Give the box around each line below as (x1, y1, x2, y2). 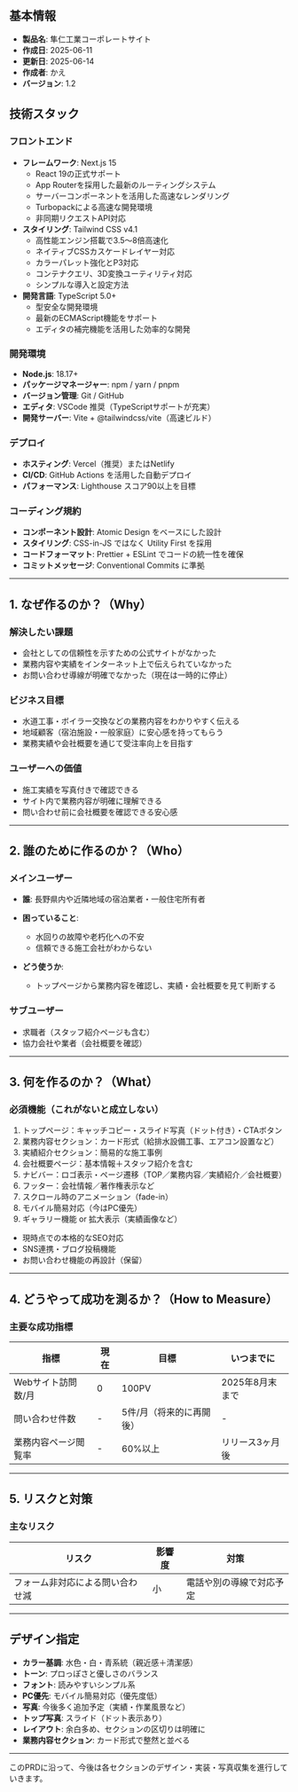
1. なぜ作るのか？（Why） (9, 597, 153, 612)
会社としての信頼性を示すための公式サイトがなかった (21, 648, 217, 658)
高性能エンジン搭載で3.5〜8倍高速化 (35, 234, 169, 246)
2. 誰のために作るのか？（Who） (9, 844, 190, 859)
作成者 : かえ (21, 67, 67, 77)
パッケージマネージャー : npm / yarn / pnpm (21, 379, 180, 389)
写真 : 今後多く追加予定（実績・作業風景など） (21, 1702, 191, 1712)
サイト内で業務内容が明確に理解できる (21, 795, 162, 806)
